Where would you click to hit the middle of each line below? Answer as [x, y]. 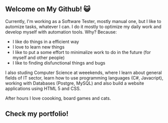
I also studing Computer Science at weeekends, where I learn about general [83, 72]
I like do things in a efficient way [46, 41]
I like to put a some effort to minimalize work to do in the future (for [82, 52]
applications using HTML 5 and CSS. [43, 88]
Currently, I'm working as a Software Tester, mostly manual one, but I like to [83, 21]
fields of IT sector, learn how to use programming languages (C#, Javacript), [84, 77]
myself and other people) [39, 57]
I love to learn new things [38, 47]
